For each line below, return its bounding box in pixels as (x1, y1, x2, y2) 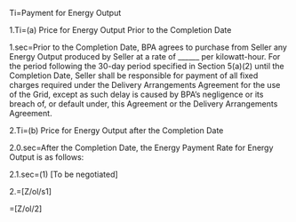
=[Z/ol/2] (9, 203, 43, 214)
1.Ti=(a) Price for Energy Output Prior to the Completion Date (9, 25, 232, 35)
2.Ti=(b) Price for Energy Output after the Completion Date (9, 125, 224, 136)
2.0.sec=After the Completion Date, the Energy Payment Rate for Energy (9, 142, 274, 153)
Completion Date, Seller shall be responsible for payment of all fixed (9, 70, 259, 81)
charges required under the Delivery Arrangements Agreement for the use (9, 80, 281, 90)
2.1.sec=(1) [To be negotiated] (9, 169, 118, 179)
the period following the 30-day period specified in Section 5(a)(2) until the (9, 61, 284, 71)
